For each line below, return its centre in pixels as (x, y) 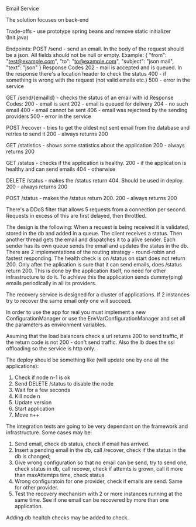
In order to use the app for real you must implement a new (76, 312)
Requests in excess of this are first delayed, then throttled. (76, 216)
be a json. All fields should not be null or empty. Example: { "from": (86, 55)
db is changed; (32, 456)
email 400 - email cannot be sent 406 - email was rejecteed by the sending (97, 110)
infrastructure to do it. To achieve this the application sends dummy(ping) (94, 277)
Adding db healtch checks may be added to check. (68, 518)
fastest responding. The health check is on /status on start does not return (96, 258)
